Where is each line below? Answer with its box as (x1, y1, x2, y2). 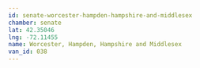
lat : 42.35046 (8, 26, 55, 34)
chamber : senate (8, 19, 62, 27)
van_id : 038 (8, 48, 47, 55)
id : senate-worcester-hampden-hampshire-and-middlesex (8, 11, 193, 20)
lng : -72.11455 (8, 33, 58, 41)
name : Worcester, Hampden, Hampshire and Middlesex (8, 41, 182, 48)
